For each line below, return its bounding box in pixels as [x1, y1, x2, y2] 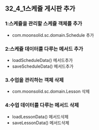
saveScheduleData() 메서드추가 [12, 63, 74, 69]
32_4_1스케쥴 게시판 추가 [5, 4, 76, 13]
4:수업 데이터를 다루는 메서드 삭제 [5, 102, 79, 109]
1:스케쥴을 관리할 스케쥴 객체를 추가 [5, 20, 82, 27]
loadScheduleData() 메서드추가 [12, 57, 73, 63]
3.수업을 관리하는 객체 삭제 [5, 76, 64, 83]
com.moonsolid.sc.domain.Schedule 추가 [12, 32, 94, 38]
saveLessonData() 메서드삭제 [12, 120, 69, 126]
